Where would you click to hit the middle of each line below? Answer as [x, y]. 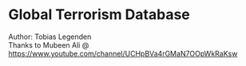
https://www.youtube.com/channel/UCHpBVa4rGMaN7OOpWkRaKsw [123, 53]
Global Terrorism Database [99, 15]
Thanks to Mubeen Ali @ [49, 45]
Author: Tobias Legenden [50, 37]
